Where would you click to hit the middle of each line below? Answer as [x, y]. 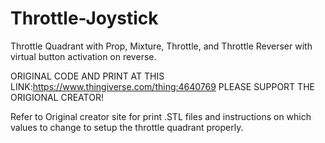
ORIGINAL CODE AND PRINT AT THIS [87, 76]
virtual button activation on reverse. [83, 56]
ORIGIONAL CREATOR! [57, 97]
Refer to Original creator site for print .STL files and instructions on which [161, 116]
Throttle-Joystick [84, 18]
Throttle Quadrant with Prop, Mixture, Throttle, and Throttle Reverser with [161, 46]
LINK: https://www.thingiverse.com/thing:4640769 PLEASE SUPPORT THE [162, 86]
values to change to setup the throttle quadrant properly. [127, 127]
